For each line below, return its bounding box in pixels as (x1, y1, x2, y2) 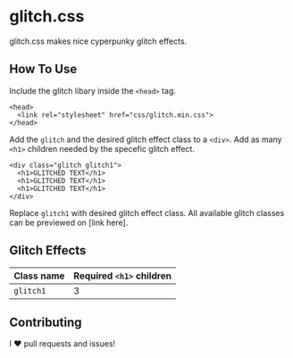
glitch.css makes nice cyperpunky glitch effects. (9, 36, 188, 46)
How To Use (9, 62, 78, 77)
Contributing (9, 314, 82, 329)
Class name (13, 270, 65, 282)
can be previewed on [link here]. (9, 217, 129, 228)
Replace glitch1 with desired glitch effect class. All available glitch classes (9, 207, 285, 218)
